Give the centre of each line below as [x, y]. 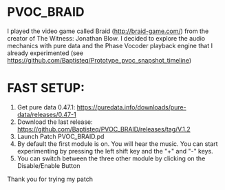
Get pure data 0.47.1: [46, 107]
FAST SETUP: [46, 88]
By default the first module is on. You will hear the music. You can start [117, 144]
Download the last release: [55, 122]
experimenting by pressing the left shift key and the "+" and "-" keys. [115, 151]
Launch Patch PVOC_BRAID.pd [61, 136]
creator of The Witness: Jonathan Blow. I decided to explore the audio [106, 38]
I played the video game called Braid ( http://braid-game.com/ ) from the [108, 31]
